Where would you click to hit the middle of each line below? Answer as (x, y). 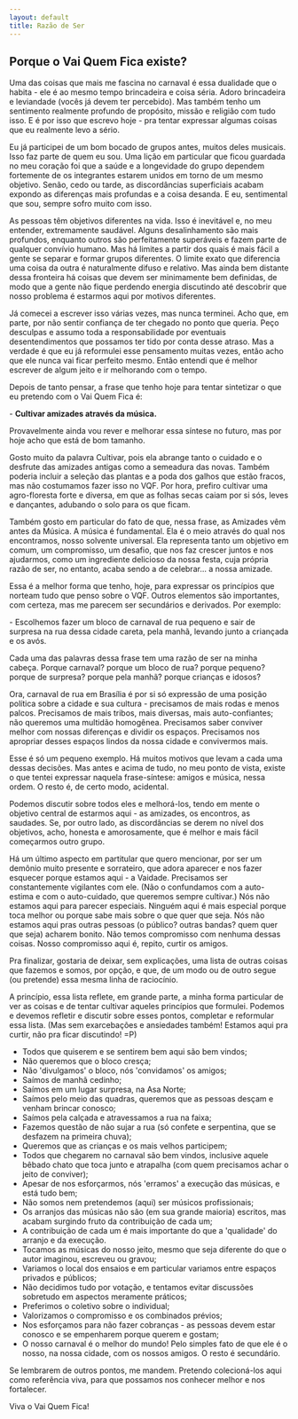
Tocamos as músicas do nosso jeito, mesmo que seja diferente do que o (154, 1250)
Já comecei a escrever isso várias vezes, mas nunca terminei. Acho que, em (149, 314)
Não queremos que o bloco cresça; (86, 1062)
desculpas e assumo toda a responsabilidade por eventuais (118, 333)
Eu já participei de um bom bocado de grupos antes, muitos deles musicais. (148, 147)
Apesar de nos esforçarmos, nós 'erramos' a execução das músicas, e (151, 1184)
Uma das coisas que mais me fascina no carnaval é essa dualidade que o (143, 83)
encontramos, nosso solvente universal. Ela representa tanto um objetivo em (149, 541)
